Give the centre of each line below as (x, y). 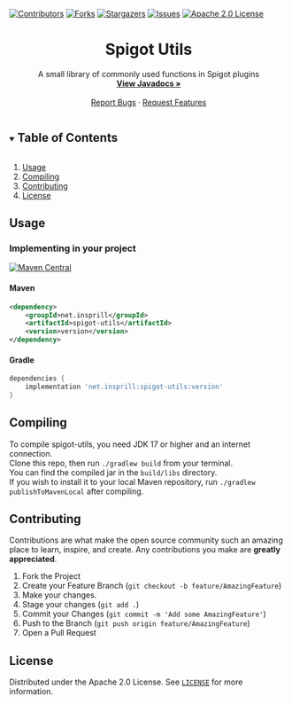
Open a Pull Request (59, 633)
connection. (31, 453)
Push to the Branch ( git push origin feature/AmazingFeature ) (136, 623)
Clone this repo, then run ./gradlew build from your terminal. (121, 463)
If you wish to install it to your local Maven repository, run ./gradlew (132, 481)
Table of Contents (67, 138)
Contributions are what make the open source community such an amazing (146, 540)
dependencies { (37, 379)
